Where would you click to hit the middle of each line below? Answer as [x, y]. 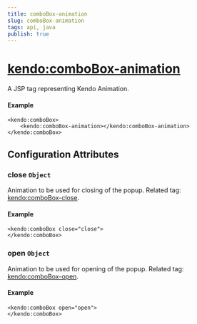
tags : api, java [31, 27]
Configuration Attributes [63, 154]
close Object [29, 174]
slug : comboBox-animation [46, 21]
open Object [29, 254]
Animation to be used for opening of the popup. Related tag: [96, 268]
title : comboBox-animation [47, 14]
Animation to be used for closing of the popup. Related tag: [94, 190]
